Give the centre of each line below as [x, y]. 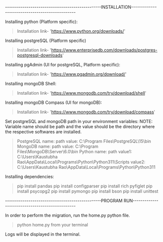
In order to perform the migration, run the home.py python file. [68, 215]
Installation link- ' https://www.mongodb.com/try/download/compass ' [86, 112]
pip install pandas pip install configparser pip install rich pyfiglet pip [85, 186]
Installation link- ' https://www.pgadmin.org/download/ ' [72, 74]
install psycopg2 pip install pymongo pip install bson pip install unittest [88, 191]
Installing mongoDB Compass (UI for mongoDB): [54, 102]
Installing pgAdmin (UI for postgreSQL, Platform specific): [63, 65]
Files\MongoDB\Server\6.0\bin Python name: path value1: [74, 151]
